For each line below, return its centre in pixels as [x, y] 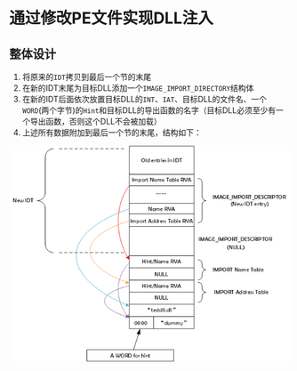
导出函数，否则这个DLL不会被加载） [96, 121]
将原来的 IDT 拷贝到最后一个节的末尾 [87, 77]
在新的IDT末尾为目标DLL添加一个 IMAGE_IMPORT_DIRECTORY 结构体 [138, 88]
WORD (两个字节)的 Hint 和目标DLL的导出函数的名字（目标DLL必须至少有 [149, 110]
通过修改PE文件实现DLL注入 [112, 18]
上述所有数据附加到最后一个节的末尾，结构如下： [112, 133]
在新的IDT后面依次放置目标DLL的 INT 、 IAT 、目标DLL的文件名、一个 [144, 99]
